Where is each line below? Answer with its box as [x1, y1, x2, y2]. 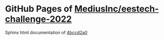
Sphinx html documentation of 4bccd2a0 [5, 29, 88, 35]
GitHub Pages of [5, 3, 73, 14]
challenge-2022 [5, 13, 72, 25]
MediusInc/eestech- [74, 3, 159, 14]
